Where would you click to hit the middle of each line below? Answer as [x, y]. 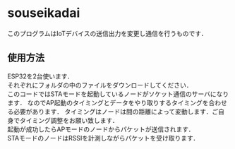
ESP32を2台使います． [41, 76]
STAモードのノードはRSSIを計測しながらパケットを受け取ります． [103, 138]
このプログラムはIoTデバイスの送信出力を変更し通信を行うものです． [107, 33]
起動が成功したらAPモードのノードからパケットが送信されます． [101, 129]
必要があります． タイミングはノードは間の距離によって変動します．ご [116, 112]
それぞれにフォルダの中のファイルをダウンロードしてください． [100, 85]
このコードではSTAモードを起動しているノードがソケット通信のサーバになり [118, 94]
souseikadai [44, 13]
